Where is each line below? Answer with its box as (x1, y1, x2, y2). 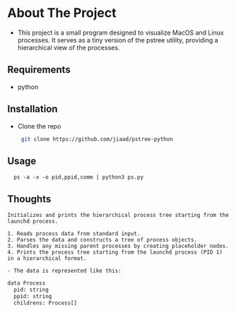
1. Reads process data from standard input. (7, 230, 141, 237)
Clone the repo (17, 122, 61, 130)
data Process (7, 280, 46, 287)
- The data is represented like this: (7, 267, 122, 275)
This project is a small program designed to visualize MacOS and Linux (17, 28, 224, 37)
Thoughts (7, 193, 52, 205)
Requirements (7, 64, 71, 76)
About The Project (7, 5, 117, 21)
